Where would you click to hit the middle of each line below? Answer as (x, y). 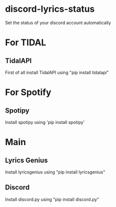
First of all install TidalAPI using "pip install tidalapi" (57, 72)
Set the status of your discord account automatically (58, 23)
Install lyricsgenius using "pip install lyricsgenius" (55, 172)
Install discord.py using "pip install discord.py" (52, 199)
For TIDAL (26, 43)
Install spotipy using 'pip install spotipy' (45, 122)
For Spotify (28, 92)
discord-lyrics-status (50, 9)
